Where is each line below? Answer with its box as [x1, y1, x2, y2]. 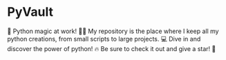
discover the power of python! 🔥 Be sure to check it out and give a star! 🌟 [7, 44, 216, 52]
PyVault [7, 4, 54, 20]
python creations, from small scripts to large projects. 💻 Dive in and [7, 34, 201, 43]
